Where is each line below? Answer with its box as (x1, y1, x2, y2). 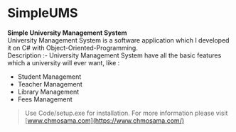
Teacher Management (17, 79, 83, 88)
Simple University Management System (7, 28, 127, 37)
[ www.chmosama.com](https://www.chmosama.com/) (24, 116, 185, 125)
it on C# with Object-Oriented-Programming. (7, 43, 139, 52)
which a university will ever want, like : (7, 58, 120, 67)
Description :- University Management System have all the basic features (7, 51, 222, 60)
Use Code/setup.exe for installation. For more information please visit (24, 109, 228, 117)
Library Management (17, 87, 80, 96)
